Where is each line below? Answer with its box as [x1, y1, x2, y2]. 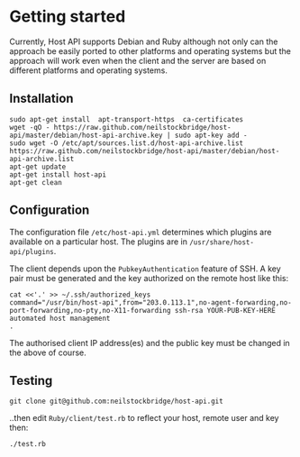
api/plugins [9, 247, 54, 256]
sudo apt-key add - [174, 131, 248, 140]
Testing [9, 372, 53, 388]
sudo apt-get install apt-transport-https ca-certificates [9, 114, 244, 123]
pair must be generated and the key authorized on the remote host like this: [9, 272, 289, 283]
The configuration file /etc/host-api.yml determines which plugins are [9, 226, 272, 237]
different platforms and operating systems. [9, 65, 168, 76]
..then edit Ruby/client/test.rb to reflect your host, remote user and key [9, 413, 279, 424]
